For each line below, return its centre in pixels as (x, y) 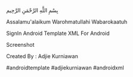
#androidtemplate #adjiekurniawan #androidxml (65, 68)
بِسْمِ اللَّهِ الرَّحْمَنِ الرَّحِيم (32, 10)
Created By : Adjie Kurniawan (42, 56)
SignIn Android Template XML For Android (58, 33)
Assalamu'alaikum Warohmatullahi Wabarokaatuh (67, 22)
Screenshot (20, 45)
